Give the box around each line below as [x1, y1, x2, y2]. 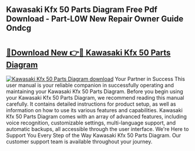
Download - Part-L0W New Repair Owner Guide [6, 14, 184, 24]
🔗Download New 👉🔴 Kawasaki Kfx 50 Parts [6, 47, 171, 58]
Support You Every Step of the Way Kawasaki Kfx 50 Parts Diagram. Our [6, 132, 181, 139]
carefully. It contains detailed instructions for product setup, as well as [6, 100, 176, 107]
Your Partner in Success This [115, 75, 185, 82]
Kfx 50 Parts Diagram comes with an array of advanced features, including [6, 113, 187, 120]
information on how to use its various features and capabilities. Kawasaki [6, 107, 183, 114]
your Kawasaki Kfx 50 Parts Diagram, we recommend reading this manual [6, 94, 184, 101]
